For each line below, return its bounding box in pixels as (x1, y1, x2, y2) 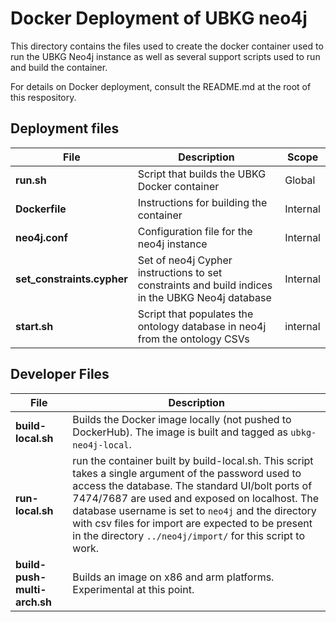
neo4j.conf (15, 230, 68, 244)
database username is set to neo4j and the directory (72, 503, 317, 517)
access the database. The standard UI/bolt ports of (72, 478, 313, 492)
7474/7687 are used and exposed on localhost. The (72, 491, 320, 505)
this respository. (10, 91, 77, 103)
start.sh (15, 319, 54, 333)
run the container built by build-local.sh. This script (72, 453, 314, 467)
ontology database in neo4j (137, 319, 267, 333)
